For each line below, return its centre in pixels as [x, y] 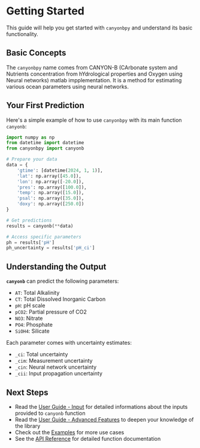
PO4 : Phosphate [34, 325]
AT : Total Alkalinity [37, 293]
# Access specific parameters [44, 237]
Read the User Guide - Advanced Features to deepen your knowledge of [104, 419]
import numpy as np [31, 137]
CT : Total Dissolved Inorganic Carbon [60, 299]
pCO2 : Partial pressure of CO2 [51, 312]
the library [28, 426]
